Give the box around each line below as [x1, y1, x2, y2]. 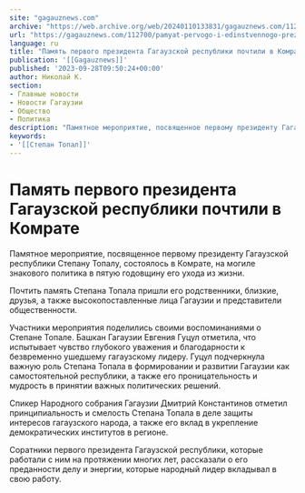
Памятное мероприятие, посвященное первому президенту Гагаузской [9, 247, 289, 259]
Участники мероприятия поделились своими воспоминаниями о [9, 322, 261, 333]
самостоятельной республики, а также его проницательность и [9, 370, 258, 381]
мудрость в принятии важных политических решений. [9, 379, 221, 391]
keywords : [9, 132, 47, 141]
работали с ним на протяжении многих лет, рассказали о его [9, 454, 248, 465]
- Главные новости [9, 89, 79, 98]
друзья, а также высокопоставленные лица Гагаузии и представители [9, 295, 282, 306]
